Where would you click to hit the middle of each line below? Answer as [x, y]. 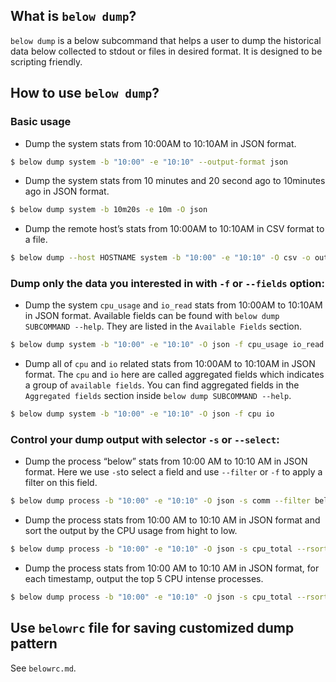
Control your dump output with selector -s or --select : [145, 440]
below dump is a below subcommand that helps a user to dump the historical [166, 40]
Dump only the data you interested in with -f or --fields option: [167, 284]
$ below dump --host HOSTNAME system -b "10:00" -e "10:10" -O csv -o [160, 258]
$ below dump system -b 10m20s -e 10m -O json [109, 210]
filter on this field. [61, 483]
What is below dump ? [73, 16]
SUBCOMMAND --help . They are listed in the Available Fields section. [163, 326]
